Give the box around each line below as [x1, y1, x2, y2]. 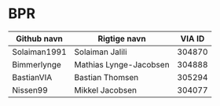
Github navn [15, 33, 63, 44]
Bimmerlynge [12, 59, 61, 70]
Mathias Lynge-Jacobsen [74, 59, 170, 70]
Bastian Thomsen [74, 71, 139, 82]
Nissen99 [12, 84, 49, 95]
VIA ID [180, 33, 205, 44]
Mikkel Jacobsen [74, 84, 137, 95]
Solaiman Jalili [74, 46, 127, 57]
